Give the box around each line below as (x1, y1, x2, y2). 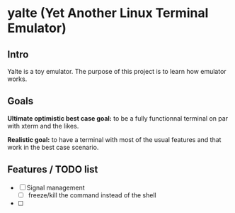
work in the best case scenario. (7, 143, 99, 151)
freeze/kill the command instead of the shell (28, 190, 157, 200)
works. (7, 75, 28, 83)
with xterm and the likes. (7, 121, 79, 130)
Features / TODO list (7, 163, 98, 175)
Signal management (26, 183, 85, 192)
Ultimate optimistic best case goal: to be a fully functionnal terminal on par (7, 114, 229, 122)
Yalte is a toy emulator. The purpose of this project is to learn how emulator (7, 67, 227, 75)
